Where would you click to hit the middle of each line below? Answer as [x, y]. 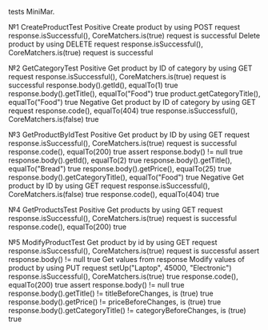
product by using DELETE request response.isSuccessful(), [106, 44]
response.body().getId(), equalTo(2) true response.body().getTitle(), [120, 160]
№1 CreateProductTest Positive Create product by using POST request [124, 27]
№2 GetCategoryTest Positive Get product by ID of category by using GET [130, 68]
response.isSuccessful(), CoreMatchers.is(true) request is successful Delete [134, 36]
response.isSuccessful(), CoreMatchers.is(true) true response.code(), [123, 276]
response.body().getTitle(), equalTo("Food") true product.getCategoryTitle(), [134, 94]
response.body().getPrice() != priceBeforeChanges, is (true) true [115, 302]
